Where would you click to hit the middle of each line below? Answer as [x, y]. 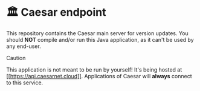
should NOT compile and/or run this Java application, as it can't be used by [100, 39]
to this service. [25, 83]
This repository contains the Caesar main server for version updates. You [97, 33]
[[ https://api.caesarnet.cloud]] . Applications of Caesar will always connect [99, 76]
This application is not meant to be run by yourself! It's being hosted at [94, 69]
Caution [16, 58]
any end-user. [24, 46]
